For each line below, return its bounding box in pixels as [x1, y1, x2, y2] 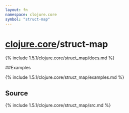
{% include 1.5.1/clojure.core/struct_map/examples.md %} [5, 74, 124, 80]
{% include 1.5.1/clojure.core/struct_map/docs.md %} [5, 55, 115, 61]
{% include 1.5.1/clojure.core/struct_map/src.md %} [5, 102, 111, 108]
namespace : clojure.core [5, 12, 57, 17]
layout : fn [5, 7, 28, 13]
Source [5, 89, 28, 97]
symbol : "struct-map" [5, 17, 50, 22]
